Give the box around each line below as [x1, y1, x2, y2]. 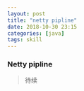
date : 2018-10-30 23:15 [7, 23, 78, 30]
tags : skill [7, 36, 42, 43]
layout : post [7, 10, 46, 17]
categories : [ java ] [7, 29, 65, 37]
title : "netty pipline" [7, 17, 78, 24]
